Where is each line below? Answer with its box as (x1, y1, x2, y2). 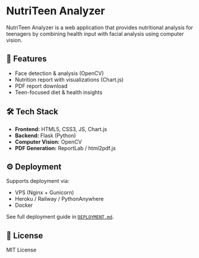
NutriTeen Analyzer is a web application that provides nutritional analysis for (6, 24, 194, 31)
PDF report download (14, 82, 68, 89)
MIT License (6, 246, 37, 254)
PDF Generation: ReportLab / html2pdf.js (14, 144, 116, 151)
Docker (14, 201, 33, 209)
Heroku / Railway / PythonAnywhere (14, 195, 104, 203)
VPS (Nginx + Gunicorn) (14, 189, 74, 196)
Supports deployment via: (6, 178, 70, 185)
